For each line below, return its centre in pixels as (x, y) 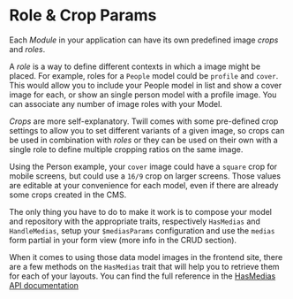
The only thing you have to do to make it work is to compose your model (140, 211)
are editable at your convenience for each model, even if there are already (144, 185)
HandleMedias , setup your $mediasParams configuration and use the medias (142, 230)
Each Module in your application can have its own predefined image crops (144, 40)
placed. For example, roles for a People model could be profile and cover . (144, 75)
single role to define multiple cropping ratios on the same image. (126, 149)
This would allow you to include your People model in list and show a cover (146, 85)
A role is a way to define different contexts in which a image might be (135, 66)
